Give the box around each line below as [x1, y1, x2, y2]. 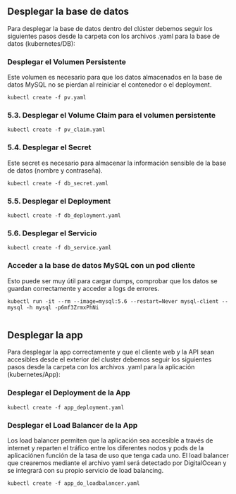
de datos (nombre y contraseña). [7, 166, 104, 175]
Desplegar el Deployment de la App [7, 388, 130, 397]
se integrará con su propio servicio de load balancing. [7, 467, 164, 474]
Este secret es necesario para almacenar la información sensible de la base [7, 159, 227, 167]
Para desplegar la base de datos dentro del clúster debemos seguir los [7, 24, 213, 32]
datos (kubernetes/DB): [7, 39, 75, 48]
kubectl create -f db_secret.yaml [7, 180, 109, 187]
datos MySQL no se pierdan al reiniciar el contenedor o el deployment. [7, 80, 212, 89]
